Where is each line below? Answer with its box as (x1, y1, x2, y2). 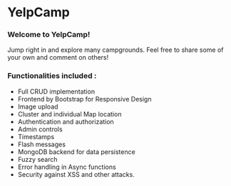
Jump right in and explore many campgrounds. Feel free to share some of (7, 45, 224, 54)
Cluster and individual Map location (17, 109, 122, 118)
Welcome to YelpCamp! (7, 30, 91, 40)
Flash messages (17, 140, 66, 148)
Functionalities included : (7, 71, 97, 81)
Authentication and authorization (17, 117, 114, 126)
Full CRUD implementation (17, 87, 95, 96)
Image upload (17, 102, 58, 111)
